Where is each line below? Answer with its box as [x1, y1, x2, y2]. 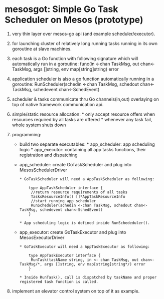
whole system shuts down [12, 122, 66, 128]
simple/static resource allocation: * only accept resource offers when [12, 111, 155, 117]
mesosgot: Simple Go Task [5, 4, 118, 15]
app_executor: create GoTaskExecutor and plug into [19, 229, 126, 235]
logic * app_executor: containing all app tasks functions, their [19, 146, 146, 152]
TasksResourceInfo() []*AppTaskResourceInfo [31, 194, 126, 199]
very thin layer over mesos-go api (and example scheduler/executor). [12, 31, 155, 37]
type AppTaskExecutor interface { [29, 253, 101, 258]
